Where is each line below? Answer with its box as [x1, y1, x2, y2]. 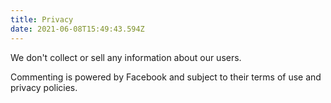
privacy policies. [10, 81, 78, 93]
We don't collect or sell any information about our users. [10, 51, 242, 63]
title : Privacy [10, 14, 74, 25]
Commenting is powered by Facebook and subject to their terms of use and [10, 71, 322, 83]
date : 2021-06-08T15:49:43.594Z [10, 24, 145, 34]
